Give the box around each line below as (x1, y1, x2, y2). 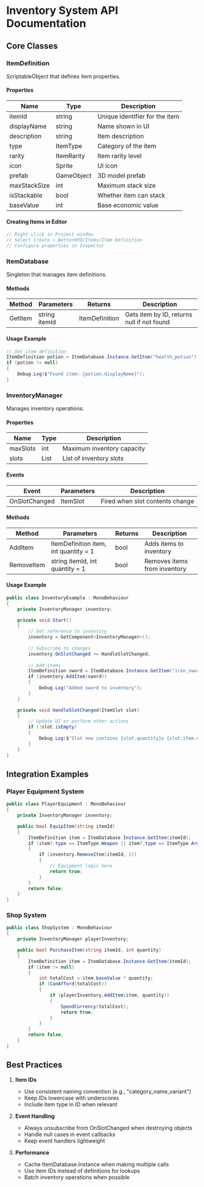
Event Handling (15, 1112, 55, 1120)
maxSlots (9, 444, 36, 453)
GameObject (55, 171, 92, 180)
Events (6, 471, 24, 478)
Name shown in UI (97, 122, 150, 131)
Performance (15, 1149, 50, 1156)
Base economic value (97, 201, 159, 209)
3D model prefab (97, 171, 146, 180)
